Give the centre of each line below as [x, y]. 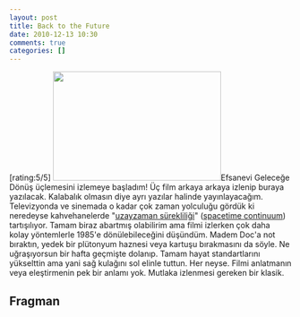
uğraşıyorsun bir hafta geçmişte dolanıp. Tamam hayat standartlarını [135, 254]
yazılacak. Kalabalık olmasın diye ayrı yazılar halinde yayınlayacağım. [137, 197]
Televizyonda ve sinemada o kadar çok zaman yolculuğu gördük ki [132, 206]
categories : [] [38, 51]
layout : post [34, 17]
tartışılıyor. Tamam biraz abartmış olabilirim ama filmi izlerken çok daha [140, 226]
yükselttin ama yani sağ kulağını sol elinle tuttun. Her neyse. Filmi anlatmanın [150, 263]
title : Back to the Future [60, 26]
